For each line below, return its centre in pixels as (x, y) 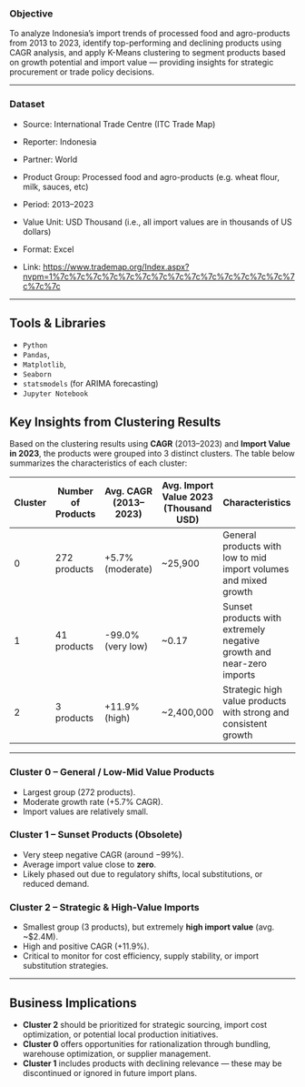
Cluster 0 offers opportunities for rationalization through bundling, (146, 1043)
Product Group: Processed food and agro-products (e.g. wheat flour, (151, 176)
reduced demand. (56, 883)
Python (35, 346)
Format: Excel (48, 249)
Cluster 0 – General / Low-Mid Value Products (112, 772)
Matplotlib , (44, 364)
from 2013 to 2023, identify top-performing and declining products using (146, 43)
